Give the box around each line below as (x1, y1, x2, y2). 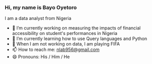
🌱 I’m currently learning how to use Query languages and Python (12, 35, 147, 41)
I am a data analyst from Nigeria (5, 15, 71, 21)
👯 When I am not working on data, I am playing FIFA (12, 41, 120, 47)
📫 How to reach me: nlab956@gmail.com (12, 46, 100, 52)
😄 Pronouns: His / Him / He (12, 54, 70, 60)
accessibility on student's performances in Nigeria (12, 30, 118, 36)
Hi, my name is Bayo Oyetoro (5, 4, 77, 11)
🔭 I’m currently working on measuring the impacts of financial (12, 25, 141, 31)
